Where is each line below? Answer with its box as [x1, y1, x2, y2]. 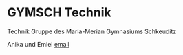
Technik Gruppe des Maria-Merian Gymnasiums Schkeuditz [7, 27, 177, 35]
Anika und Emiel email [7, 40, 70, 48]
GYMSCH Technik [7, 5, 111, 20]
